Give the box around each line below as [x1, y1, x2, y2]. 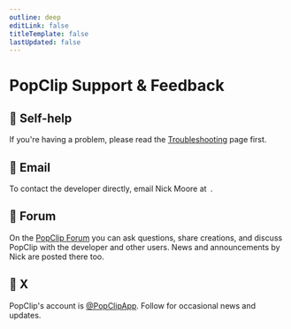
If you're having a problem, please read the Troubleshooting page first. [9, 134, 267, 145]
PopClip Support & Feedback [9, 76, 225, 96]
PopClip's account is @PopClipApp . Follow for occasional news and [9, 300, 257, 310]
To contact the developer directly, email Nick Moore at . [9, 183, 213, 195]
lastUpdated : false [9, 37, 81, 47]
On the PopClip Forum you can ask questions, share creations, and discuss [9, 232, 283, 243]
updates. [9, 310, 42, 320]
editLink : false [9, 21, 69, 30]
